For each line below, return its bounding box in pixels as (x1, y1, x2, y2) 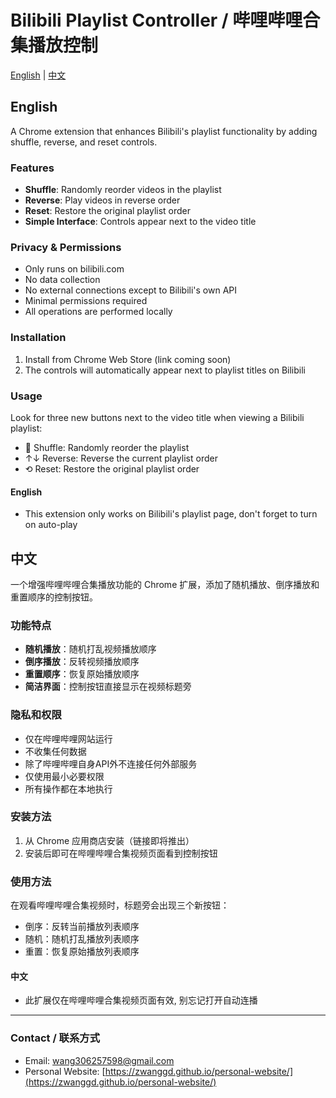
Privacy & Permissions (10, 240, 122, 254)
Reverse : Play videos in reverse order (24, 194, 181, 206)
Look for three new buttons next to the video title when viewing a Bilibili (10, 411, 305, 423)
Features (10, 161, 55, 175)
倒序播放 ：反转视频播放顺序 (24, 656, 140, 668)
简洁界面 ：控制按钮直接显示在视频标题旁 (24, 681, 192, 693)
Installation (10, 331, 67, 345)
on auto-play (24, 519, 78, 531)
